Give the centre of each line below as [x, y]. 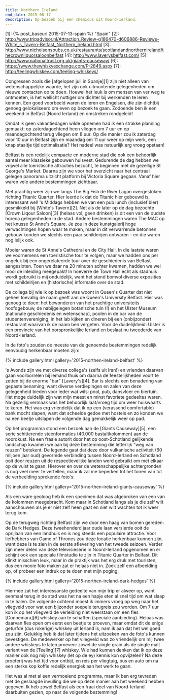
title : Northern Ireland [31, 10]
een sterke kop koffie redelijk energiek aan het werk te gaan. [69, 666]
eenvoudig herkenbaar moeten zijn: [42, 351]
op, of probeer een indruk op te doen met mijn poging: [62, 571]
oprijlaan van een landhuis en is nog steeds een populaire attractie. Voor [81, 534]
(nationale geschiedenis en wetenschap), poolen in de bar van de [74, 314]
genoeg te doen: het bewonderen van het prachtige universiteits [72, 303]
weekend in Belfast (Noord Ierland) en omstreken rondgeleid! [69, 114]
